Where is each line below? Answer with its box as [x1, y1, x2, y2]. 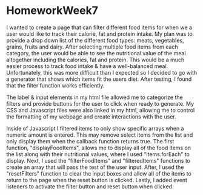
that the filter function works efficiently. [6, 81, 105, 89]
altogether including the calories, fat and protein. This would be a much [6, 56, 185, 63]
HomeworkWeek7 [6, 4, 99, 18]
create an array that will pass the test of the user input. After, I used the [6, 163, 184, 171]
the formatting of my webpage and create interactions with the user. [6, 113, 177, 120]
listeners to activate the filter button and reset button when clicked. [6, 183, 174, 190]
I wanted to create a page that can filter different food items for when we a [6, 24, 193, 31]
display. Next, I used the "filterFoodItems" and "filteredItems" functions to [6, 157, 191, 164]
